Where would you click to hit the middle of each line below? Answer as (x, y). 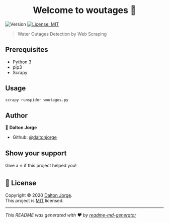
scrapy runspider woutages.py (37, 100)
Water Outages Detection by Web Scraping (62, 34)
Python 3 (22, 62)
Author (16, 115)
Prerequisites (27, 50)
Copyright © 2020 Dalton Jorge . (39, 195)
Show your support (36, 153)
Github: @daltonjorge (34, 137)
